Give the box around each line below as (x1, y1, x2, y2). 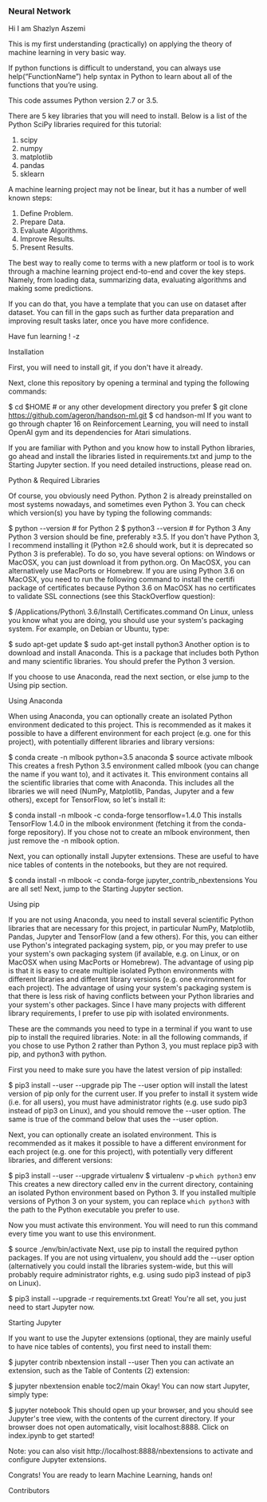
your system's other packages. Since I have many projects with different (8, 1000, 245, 1009)
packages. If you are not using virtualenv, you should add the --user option (8, 1253, 255, 1263)
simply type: (8, 1390, 49, 1400)
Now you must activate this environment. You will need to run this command (8, 1220, 258, 1230)
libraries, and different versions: (8, 1156, 113, 1165)
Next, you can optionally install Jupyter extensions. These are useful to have (8, 852, 259, 861)
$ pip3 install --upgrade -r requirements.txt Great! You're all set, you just (8, 1294, 247, 1304)
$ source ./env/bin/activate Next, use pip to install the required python (8, 1244, 239, 1254)
